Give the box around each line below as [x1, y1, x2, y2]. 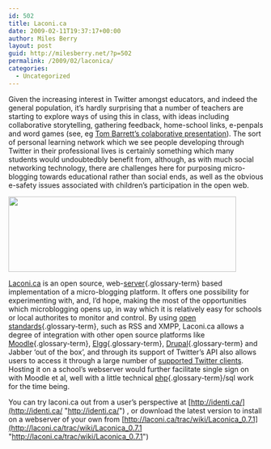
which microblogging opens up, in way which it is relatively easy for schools [8, 304, 262, 314]
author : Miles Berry [8, 34, 78, 43]
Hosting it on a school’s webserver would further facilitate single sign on [8, 364, 249, 374]
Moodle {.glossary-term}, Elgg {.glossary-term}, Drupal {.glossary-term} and [8, 338, 258, 348]
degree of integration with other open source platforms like [8, 329, 205, 340]
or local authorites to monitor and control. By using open [8, 312, 197, 322]
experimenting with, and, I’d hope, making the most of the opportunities [8, 295, 247, 305]
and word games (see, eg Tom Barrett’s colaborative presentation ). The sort [8, 129, 261, 138]
